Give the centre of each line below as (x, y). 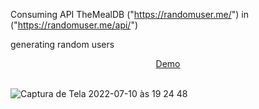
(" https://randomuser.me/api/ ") (74, 25)
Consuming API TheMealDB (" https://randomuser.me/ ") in (129, 14)
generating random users (62, 44)
